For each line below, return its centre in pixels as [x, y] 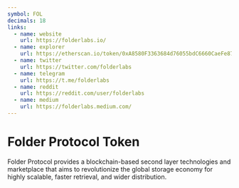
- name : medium [36, 100]
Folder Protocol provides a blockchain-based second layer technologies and [119, 162]
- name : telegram [39, 73]
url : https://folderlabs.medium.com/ [76, 107]
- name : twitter [38, 61]
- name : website [38, 34]
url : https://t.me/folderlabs [65, 80]
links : [17, 27]
